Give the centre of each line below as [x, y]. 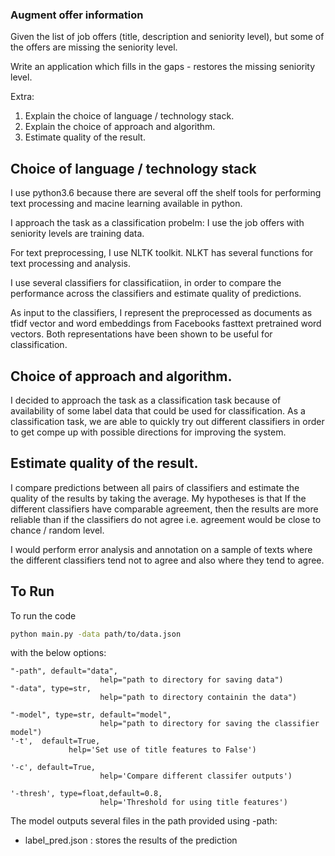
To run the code [43, 615]
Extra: [22, 97]
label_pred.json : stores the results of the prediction [131, 840]
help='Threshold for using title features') [193, 803]
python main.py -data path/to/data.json [96, 634]
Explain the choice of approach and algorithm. [120, 127]
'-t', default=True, [55, 741]
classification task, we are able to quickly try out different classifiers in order [167, 421]
